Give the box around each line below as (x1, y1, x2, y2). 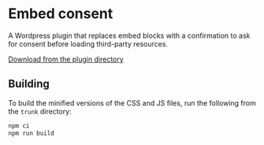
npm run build (8, 129, 55, 137)
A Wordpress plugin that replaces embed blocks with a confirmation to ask (8, 31, 251, 40)
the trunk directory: (8, 106, 73, 116)
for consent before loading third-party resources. (8, 39, 168, 48)
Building (8, 77, 50, 91)
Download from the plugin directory (8, 54, 124, 64)
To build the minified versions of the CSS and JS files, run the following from (8, 98, 256, 107)
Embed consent (8, 5, 113, 23)
